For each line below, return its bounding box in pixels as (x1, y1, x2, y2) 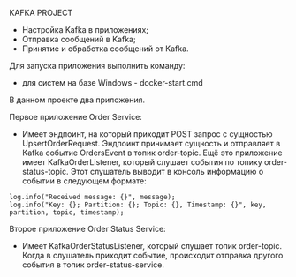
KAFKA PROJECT (9, 8, 73, 18)
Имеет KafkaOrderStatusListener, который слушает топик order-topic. (21, 241, 283, 251)
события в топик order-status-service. (21, 259, 165, 270)
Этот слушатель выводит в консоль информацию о (70, 167, 264, 176)
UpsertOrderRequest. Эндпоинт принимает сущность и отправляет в (21, 138, 281, 148)
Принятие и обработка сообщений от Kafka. (21, 43, 189, 54)
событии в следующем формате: (21, 176, 148, 186)
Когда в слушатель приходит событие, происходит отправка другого (21, 251, 284, 260)
